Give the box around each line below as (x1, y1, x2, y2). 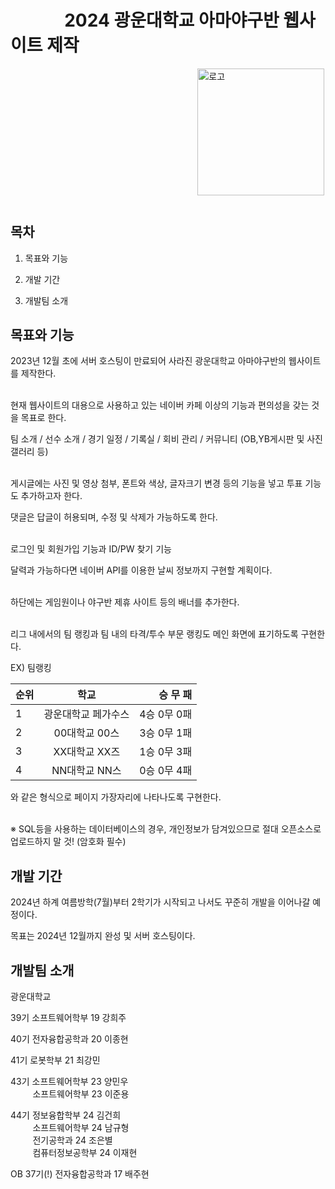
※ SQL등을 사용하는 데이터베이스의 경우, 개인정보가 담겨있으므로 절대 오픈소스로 (10, 823, 322, 835)
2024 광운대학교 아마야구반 (64, 9, 280, 32)
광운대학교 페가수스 (43, 707, 130, 721)
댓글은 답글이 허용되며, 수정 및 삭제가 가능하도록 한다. (10, 511, 218, 523)
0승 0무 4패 (139, 764, 193, 778)
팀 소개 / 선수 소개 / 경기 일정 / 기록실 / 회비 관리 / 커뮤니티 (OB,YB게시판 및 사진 (10, 433, 323, 445)
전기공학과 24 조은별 (32, 1134, 113, 1146)
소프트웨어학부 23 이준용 (32, 1087, 130, 1100)
